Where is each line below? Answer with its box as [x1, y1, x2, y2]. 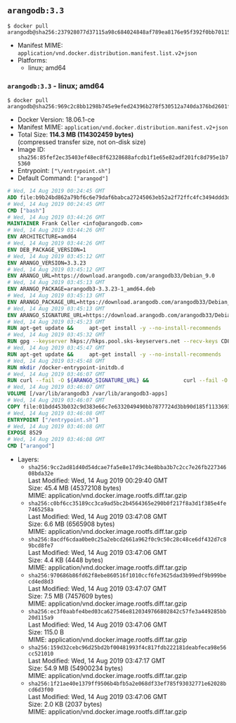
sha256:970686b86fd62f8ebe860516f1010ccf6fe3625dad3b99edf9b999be [27, 572, 227, 580]
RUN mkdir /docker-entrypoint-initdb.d [7, 364, 124, 371]
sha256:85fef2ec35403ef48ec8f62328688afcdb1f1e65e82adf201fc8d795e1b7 [17, 154, 229, 161]
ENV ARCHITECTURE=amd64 [7, 233, 77, 241]
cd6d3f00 [27, 686, 54, 693]
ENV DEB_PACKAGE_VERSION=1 [7, 246, 86, 253]
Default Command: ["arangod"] [17, 174, 109, 182]
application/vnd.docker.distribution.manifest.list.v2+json [17, 49, 197, 57]
